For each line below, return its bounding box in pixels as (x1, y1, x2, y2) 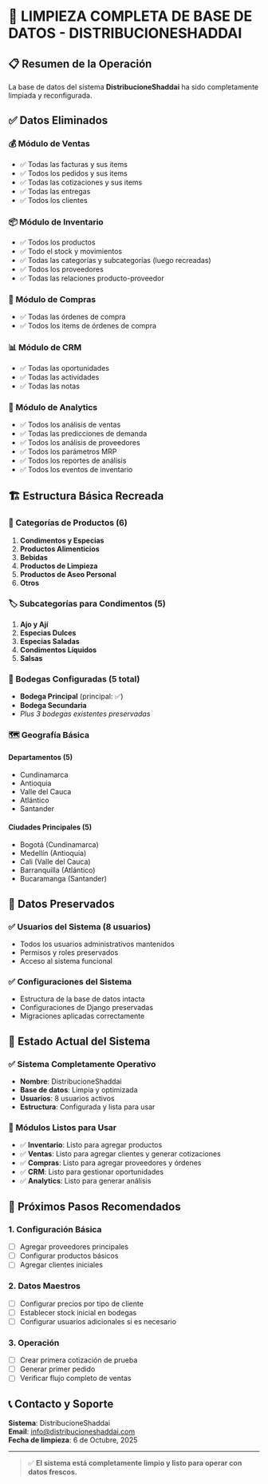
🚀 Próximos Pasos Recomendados (8, 1200, 181, 1213)
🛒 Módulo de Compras (8, 293, 97, 304)
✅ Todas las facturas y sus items (19, 159, 128, 169)
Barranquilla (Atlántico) (19, 865, 96, 875)
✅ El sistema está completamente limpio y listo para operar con (27, 1458, 242, 1468)
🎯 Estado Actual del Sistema (8, 1034, 151, 1048)
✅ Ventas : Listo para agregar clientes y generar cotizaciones (19, 1149, 221, 1159)
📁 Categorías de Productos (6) (8, 517, 128, 528)
